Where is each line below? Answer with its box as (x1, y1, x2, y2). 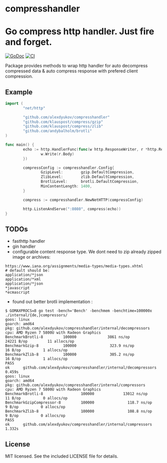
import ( (5, 101, 23, 106)
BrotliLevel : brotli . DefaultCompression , (40, 179, 139, 184)
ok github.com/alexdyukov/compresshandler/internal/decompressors (5, 365, 157, 370)
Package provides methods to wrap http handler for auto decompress (5, 63, 148, 69)
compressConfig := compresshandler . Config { (23, 165, 114, 170)
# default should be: (5, 268, 50, 273)
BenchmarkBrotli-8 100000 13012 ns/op (5, 392, 148, 397)
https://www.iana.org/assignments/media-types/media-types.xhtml (5, 264, 143, 269)
